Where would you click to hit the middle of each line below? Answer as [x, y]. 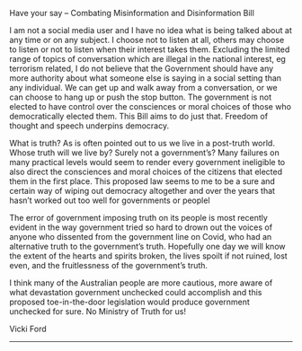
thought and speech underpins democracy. [89, 126]
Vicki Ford [28, 329]
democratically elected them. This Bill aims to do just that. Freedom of [138, 116]
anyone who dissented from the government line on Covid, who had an [141, 237]
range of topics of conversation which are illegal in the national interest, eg [147, 59]
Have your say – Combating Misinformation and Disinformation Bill [132, 13]
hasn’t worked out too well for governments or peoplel [110, 200]
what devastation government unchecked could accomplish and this [136, 292]
